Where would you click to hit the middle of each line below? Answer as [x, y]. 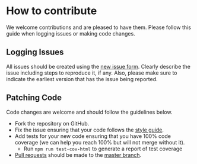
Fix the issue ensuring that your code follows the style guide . [89, 130]
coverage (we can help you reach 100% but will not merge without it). [100, 142]
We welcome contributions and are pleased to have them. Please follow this [99, 27]
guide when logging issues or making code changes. [71, 33]
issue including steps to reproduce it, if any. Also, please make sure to [92, 73]
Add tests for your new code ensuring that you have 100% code [93, 136]
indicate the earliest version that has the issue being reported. [82, 79]
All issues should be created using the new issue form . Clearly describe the [99, 66]
